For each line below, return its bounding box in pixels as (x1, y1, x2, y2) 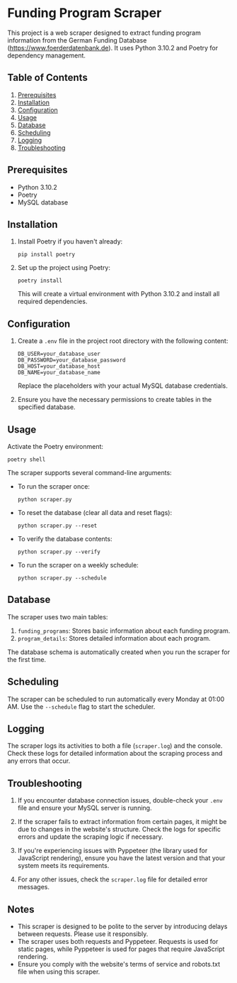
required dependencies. (17, 297, 88, 306)
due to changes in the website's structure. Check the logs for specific (17, 825, 221, 834)
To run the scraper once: (17, 482, 91, 491)
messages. (17, 883, 50, 891)
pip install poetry (17, 251, 76, 259)
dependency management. (7, 51, 86, 60)
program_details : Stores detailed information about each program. (17, 634, 211, 642)
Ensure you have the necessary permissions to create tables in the (17, 396, 212, 404)
